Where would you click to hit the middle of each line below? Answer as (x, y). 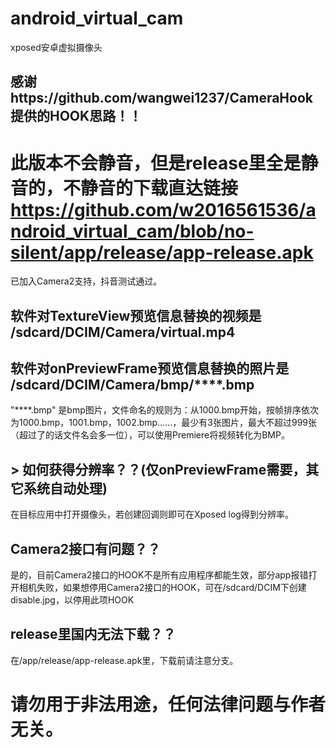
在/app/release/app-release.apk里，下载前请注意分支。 (124, 660)
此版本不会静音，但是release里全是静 (164, 163)
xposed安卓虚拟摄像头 (56, 47)
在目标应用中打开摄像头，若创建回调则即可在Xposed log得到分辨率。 (152, 514)
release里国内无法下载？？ (93, 634)
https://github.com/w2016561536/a (163, 209)
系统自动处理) (65, 488)
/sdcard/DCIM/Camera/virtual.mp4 (123, 332)
